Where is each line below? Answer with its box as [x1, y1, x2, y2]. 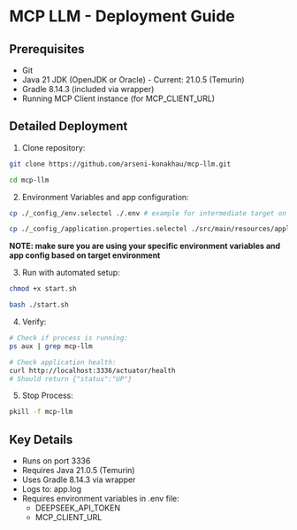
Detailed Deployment [9, 119, 128, 134]
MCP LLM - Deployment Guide [9, 6, 236, 27]
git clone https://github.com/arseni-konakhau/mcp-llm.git [9, 160, 232, 168]
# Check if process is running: [9, 334, 128, 343]
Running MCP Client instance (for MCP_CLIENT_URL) [21, 93, 215, 104]
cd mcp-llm [9, 175, 49, 184]
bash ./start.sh [9, 300, 69, 309]
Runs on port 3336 [21, 456, 91, 466]
